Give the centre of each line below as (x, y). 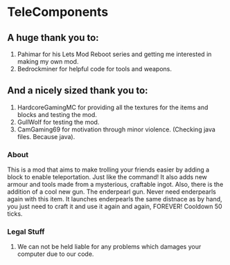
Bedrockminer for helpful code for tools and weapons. (94, 69)
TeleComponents (58, 12)
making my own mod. (48, 62)
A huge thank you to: (53, 38)
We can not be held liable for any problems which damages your (109, 247)
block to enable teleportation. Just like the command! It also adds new (107, 177)
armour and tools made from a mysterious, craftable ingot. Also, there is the (115, 185)
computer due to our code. (55, 254)
